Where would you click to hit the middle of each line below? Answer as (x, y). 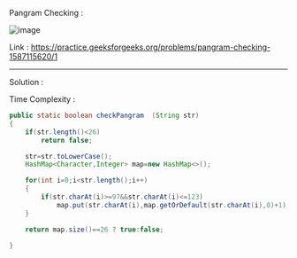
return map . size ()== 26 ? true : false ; (95, 230)
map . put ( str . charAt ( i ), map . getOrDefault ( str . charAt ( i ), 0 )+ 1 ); (173, 205)
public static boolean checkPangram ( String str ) (104, 115)
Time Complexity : (42, 99)
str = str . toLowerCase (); (69, 156)
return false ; (67, 140)
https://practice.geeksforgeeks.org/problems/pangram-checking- (151, 47)
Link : (19, 47)
